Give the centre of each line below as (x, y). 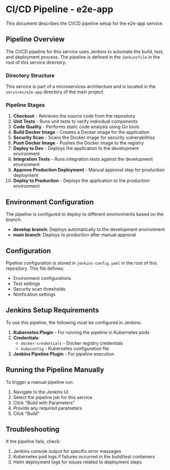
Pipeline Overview (35, 39)
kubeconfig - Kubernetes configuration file (65, 348)
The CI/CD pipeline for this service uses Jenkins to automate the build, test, (85, 51)
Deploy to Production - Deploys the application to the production (81, 180)
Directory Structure (30, 76)
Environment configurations (42, 278)
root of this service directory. (36, 62)
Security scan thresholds (39, 289)
